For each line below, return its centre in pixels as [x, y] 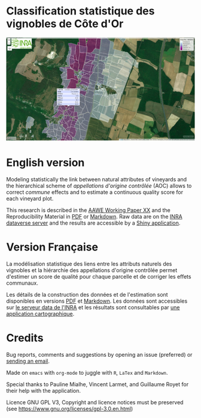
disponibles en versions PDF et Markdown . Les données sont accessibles [97, 301]
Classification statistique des [80, 11]
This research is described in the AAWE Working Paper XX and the [88, 210]
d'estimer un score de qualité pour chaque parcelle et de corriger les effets [99, 276]
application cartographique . [40, 313]
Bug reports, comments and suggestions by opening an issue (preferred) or [99, 354]
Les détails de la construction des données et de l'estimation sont [87, 294]
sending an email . [28, 361]
